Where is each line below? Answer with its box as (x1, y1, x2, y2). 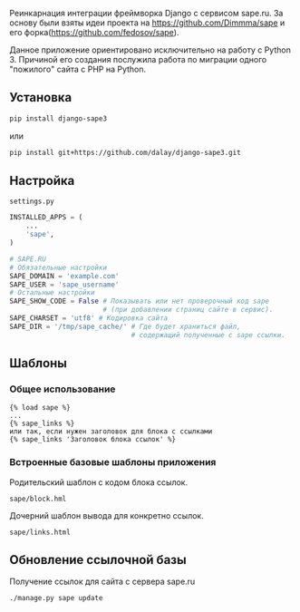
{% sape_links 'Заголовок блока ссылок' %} (9, 435, 177, 444)
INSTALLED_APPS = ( (9, 213, 83, 222)
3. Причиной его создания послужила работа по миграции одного (9, 54, 267, 64)
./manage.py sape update (9, 594, 103, 603)
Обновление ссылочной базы (9, 552, 188, 568)
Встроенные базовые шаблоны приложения (9, 456, 217, 469)
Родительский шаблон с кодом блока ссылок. (9, 476, 189, 488)
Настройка (9, 172, 75, 189)
